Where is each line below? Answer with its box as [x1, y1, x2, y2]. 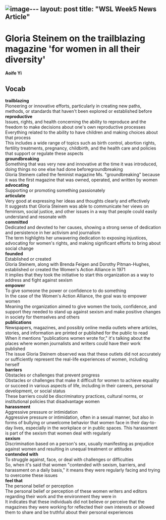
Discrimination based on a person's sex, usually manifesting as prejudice [5, 441, 154, 447]
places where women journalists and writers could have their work [5, 341, 141, 347]
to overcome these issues [5, 472, 58, 478]
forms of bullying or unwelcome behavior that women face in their [5, 420, 140, 426]
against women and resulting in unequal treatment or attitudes [5, 446, 132, 452]
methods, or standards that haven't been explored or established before [5, 108, 152, 114]
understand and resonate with [5, 214, 67, 220]
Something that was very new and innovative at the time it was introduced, [5, 161, 158, 167]
